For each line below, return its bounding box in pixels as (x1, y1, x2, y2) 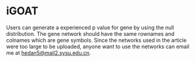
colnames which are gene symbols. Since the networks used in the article (6, 36, 187, 44)
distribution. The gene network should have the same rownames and (6, 30, 175, 37)
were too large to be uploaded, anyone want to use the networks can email (6, 43, 190, 50)
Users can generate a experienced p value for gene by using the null (6, 24, 174, 31)
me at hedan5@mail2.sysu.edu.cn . (6, 49, 91, 56)
